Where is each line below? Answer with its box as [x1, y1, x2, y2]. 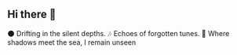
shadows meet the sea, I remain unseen [7, 37, 137, 47]
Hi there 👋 [7, 8, 57, 21]
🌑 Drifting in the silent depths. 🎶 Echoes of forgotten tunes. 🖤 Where [7, 28, 230, 38]
